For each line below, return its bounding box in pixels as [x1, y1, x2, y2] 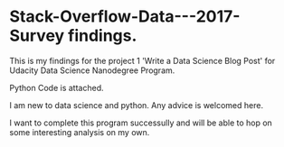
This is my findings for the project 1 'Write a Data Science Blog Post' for [9, 55, 276, 66]
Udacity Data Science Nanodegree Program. [9, 65, 175, 76]
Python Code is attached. [9, 82, 104, 93]
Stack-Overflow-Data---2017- [9, 6, 241, 27]
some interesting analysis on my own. [9, 126, 150, 137]
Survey [9, 25, 65, 46]
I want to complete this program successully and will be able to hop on [9, 117, 273, 128]
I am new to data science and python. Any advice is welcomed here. [9, 99, 264, 110]
